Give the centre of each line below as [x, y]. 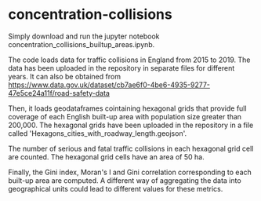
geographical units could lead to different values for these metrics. [116, 188]
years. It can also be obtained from [65, 76]
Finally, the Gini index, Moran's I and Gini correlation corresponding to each [130, 172]
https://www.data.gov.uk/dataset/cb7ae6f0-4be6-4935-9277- [109, 85]
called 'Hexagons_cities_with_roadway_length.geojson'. [97, 133]
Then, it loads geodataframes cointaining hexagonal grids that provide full [127, 108]
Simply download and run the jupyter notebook [84, 36]
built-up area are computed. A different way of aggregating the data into [125, 180]
